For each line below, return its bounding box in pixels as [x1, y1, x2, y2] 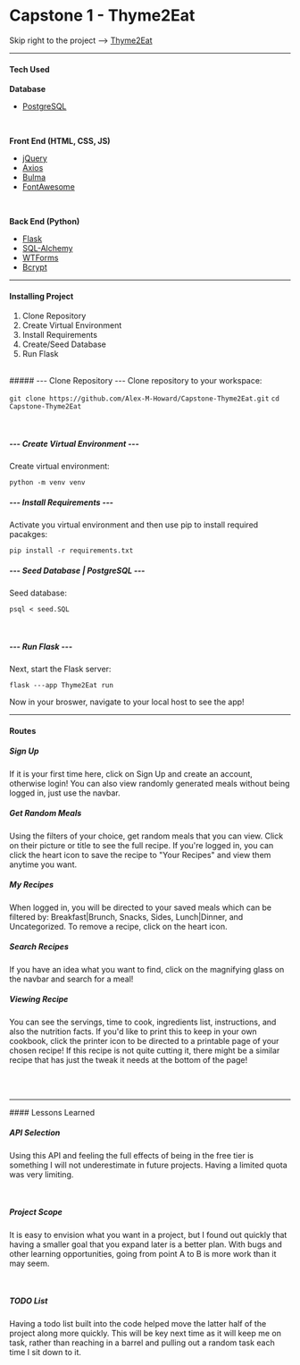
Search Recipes [9, 941, 70, 952]
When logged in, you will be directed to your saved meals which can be [9, 902, 272, 913]
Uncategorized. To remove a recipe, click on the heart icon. [9, 921, 228, 931]
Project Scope [9, 1207, 62, 1218]
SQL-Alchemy [21, 243, 73, 254]
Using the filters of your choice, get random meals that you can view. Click [9, 830, 284, 841]
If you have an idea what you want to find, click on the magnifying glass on [9, 964, 285, 974]
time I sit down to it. [9, 1346, 82, 1357]
